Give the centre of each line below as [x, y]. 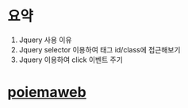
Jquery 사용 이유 [45, 40]
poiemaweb [47, 93]
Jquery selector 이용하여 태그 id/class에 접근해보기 [100, 49]
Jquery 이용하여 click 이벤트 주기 [71, 60]
